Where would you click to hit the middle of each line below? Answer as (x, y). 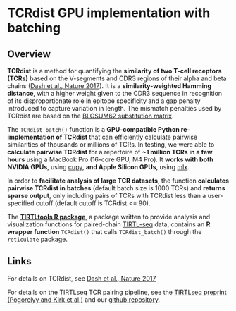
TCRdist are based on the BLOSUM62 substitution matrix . (91, 116)
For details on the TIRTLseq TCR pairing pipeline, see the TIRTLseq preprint (117, 292)
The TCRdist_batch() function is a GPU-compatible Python (93, 129)
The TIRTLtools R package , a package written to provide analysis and (109, 217)
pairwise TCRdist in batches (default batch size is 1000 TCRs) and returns (116, 188)
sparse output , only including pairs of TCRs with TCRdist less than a (107, 196)
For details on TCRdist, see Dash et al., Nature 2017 (82, 278)
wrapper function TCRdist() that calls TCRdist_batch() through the (105, 232)
